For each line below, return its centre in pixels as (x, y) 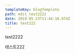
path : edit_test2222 (26, 14)
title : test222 (20, 23)
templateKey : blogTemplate (32, 9)
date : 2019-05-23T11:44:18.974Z (37, 18)
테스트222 (15, 47)
